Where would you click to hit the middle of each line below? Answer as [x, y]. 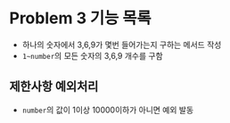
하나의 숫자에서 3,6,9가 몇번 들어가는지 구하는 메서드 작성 [122, 45]
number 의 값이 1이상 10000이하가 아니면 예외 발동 [108, 110]
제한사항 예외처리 [54, 87]
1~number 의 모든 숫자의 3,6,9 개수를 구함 [92, 55]
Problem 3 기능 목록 [80, 18]
